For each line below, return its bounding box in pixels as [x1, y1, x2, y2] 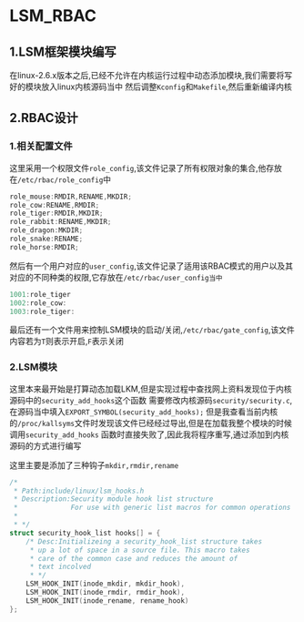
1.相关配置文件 [9, 140, 73, 153]
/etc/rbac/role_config [17, 175, 104, 185]
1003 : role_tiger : [9, 307, 76, 316]
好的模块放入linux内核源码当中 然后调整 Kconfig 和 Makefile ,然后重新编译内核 [9, 81, 293, 92]
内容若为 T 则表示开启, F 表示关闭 [9, 336, 125, 347]
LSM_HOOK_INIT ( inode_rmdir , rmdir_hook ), [25, 588, 185, 597]
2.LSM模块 [9, 361, 57, 373]
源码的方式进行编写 [9, 440, 82, 451]
